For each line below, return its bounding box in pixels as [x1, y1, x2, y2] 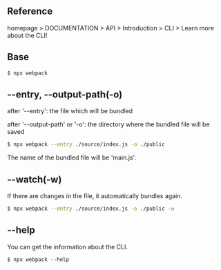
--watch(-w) [7, 173, 62, 185]
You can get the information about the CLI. [7, 242, 128, 251]
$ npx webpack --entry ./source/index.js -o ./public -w [7, 205, 175, 212]
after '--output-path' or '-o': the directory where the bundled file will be [7, 120, 210, 128]
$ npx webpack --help [7, 255, 70, 263]
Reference [7, 6, 53, 17]
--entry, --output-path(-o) [7, 88, 123, 100]
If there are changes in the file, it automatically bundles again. [7, 192, 183, 200]
